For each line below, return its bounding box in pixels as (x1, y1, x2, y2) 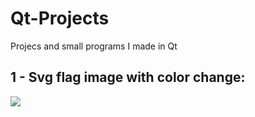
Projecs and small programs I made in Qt (10, 40, 178, 52)
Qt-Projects (10, 7, 110, 30)
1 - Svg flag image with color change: (10, 69, 246, 86)
